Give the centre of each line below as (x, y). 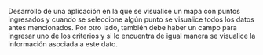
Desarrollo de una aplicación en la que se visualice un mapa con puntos (124, 11)
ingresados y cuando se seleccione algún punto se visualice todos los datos (131, 19)
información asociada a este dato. (63, 44)
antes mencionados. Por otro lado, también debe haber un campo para (122, 27)
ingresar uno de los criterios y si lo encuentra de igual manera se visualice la (132, 36)
